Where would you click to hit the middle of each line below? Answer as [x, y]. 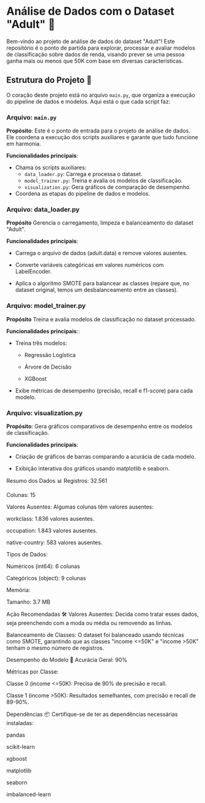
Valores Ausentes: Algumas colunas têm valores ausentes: [80, 507]
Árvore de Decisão [48, 367]
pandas [16, 735]
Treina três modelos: [41, 343]
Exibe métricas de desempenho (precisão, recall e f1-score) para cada [104, 390]
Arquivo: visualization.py [45, 413]
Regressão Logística [50, 355]
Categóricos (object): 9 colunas [46, 578]
